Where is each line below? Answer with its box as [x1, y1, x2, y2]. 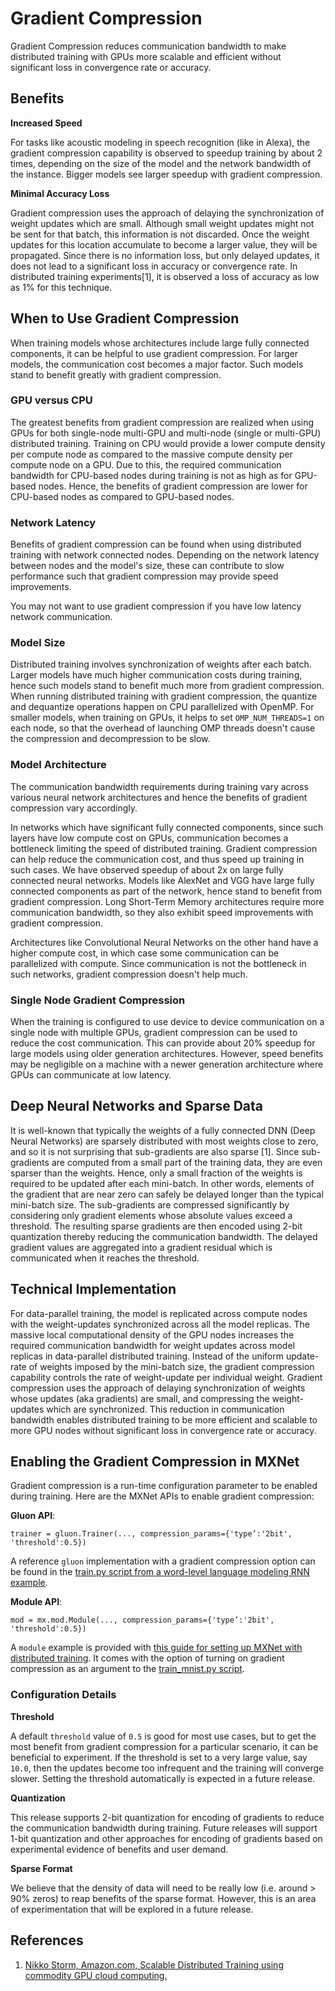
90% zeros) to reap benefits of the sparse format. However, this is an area [10, 1892, 317, 1904]
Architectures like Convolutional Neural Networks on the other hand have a [10, 936, 319, 948]
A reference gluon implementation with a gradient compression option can [10, 1555, 316, 1567]
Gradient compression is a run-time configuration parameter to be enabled [10, 1480, 318, 1492]
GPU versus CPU [10, 393, 93, 407]
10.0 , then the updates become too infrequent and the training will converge [10, 1762, 325, 1774]
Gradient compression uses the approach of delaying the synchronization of [10, 207, 325, 219]
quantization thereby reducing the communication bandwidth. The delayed [10, 1230, 318, 1242]
